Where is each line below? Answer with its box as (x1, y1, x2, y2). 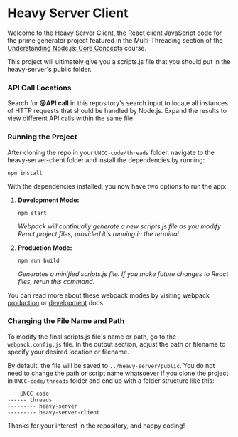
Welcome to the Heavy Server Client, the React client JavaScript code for (7, 28, 222, 37)
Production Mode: (17, 243, 72, 252)
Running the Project (7, 132, 77, 142)
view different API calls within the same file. (7, 114, 135, 122)
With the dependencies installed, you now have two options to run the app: (7, 181, 227, 190)
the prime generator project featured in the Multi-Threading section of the (7, 36, 224, 44)
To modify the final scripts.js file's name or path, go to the (7, 332, 176, 341)
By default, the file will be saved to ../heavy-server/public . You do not (7, 361, 215, 369)
